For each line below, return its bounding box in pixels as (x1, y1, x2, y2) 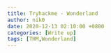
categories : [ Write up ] (7, 29, 77, 36)
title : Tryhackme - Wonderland (7, 10, 98, 17)
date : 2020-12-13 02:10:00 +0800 (7, 23, 105, 30)
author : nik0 (7, 17, 45, 23)
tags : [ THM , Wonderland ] (7, 36, 77, 43)
